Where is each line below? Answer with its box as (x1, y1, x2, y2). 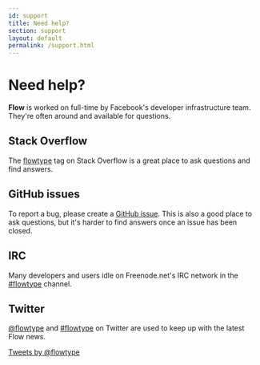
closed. (8, 225, 33, 235)
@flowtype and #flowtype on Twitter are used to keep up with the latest (8, 323, 245, 333)
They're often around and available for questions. (8, 112, 171, 121)
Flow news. (8, 332, 46, 342)
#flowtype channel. (8, 278, 72, 289)
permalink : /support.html (8, 42, 94, 50)
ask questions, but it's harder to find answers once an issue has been (8, 217, 238, 227)
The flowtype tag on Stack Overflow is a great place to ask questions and (8, 156, 250, 165)
